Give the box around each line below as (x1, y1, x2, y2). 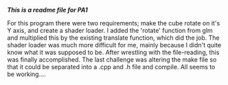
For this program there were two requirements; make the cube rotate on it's (7, 19, 220, 27)
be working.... (7, 70, 46, 78)
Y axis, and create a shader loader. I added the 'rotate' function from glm (7, 27, 213, 34)
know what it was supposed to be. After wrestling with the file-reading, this (7, 48, 220, 56)
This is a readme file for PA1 (7, 6, 88, 14)
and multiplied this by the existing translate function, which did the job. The (7, 34, 220, 42)
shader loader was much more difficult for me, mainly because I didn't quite (7, 41, 222, 49)
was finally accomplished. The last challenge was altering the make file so (7, 56, 217, 64)
